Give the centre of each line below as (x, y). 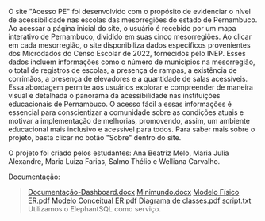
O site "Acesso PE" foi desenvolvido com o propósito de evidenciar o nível (130, 11)
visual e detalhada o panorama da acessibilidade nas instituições (114, 95)
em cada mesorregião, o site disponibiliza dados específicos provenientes (130, 45)
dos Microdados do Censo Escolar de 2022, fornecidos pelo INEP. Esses (127, 53)
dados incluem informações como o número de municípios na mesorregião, (132, 62)
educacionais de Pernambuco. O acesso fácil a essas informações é (120, 104)
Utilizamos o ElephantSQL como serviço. (94, 209)
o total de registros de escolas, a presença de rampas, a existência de (123, 70)
